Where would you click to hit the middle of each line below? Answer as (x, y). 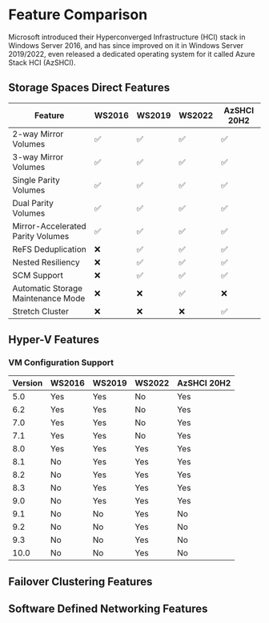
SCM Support (38, 275)
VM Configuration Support (61, 362)
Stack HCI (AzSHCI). (42, 63)
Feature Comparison (78, 15)
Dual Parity (33, 203)
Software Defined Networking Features (108, 609)
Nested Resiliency (46, 262)
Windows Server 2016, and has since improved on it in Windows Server (126, 45)
